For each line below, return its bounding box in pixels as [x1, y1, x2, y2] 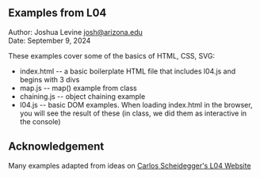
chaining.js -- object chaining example [19, 91, 146, 101]
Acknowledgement [8, 140, 105, 153]
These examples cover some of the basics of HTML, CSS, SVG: [8, 51, 216, 60]
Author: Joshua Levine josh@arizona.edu [8, 27, 143, 36]
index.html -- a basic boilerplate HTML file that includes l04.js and [19, 66, 236, 76]
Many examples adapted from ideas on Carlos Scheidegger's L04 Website [8, 161, 251, 170]
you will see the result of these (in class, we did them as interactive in [19, 108, 247, 118]
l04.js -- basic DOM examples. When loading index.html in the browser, [19, 100, 253, 109]
